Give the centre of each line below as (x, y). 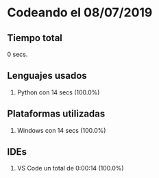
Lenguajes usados (47, 76)
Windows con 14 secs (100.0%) (61, 130)
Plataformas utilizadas (56, 114)
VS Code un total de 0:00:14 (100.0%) (71, 168)
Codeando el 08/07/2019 (80, 13)
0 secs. (17, 54)
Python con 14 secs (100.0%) (58, 92)
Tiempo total (35, 38)
